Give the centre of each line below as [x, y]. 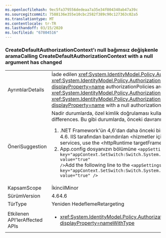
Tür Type [17, 204]
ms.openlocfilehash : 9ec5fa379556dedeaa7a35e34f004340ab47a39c [72, 10]
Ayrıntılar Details [26, 90]
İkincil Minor [65, 188]
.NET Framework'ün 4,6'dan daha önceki [107, 130]
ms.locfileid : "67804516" [32, 33]
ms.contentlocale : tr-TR [31, 23]
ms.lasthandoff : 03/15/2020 [34, 28]
